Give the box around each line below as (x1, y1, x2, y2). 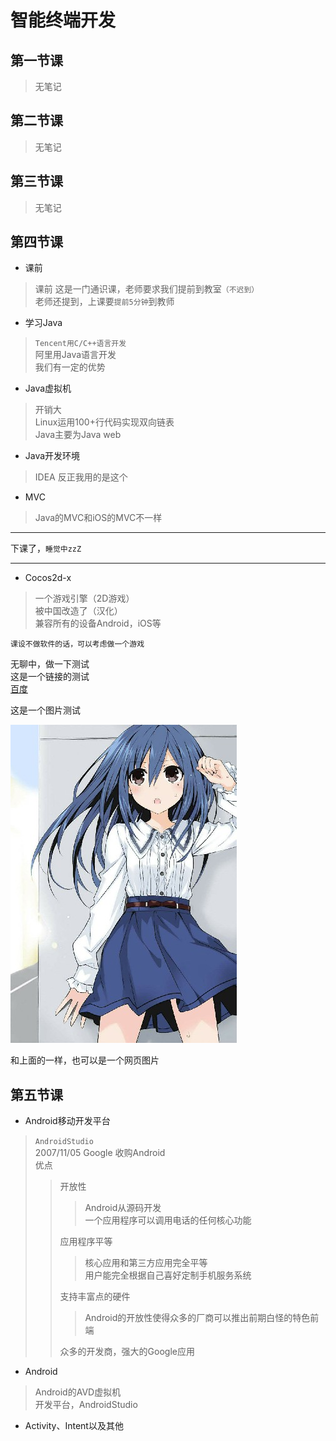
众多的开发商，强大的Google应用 (59, 1346, 195, 1358)
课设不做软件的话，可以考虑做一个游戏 (10, 639, 145, 650)
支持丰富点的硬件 (59, 1291, 131, 1303)
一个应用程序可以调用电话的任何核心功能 (84, 1214, 252, 1226)
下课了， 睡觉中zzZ (10, 542, 82, 555)
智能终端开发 (10, 9, 117, 32)
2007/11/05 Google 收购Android (34, 1147, 166, 1159)
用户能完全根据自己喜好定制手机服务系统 (84, 1269, 252, 1281)
